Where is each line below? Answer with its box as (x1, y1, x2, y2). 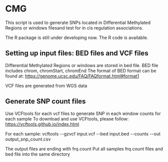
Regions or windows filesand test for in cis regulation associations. (5, 24, 143, 30)
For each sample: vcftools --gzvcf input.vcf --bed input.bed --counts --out (5, 130, 161, 136)
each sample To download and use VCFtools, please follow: (5, 115, 129, 121)
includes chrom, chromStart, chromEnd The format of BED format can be (5, 67, 157, 73)
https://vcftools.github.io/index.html (5, 121, 79, 127)
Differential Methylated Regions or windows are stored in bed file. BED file (5, 62, 158, 68)
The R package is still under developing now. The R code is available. (5, 34, 148, 40)
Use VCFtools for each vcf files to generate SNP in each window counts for (5, 110, 161, 116)
